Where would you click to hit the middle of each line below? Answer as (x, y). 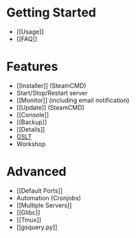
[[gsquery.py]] (37, 227)
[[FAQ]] (27, 38)
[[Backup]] (32, 122)
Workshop (31, 144)
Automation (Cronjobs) (49, 198)
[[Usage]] (30, 32)
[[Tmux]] (29, 219)
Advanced (36, 172)
